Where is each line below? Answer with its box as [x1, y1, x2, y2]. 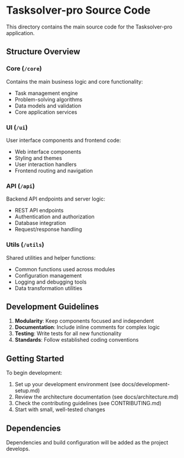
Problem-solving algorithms [14, 96, 83, 103]
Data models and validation [14, 102, 82, 109]
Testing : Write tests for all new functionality [14, 330, 122, 337]
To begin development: [6, 369, 63, 377]
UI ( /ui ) [6, 123, 28, 131]
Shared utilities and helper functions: [6, 254, 96, 261]
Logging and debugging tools [14, 278, 87, 285]
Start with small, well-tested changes [14, 406, 105, 413]
